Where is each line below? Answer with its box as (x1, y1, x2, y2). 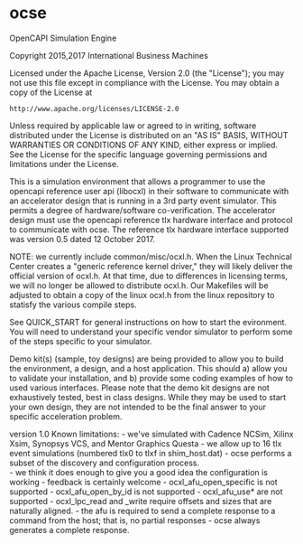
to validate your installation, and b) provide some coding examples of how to (9, 372, 293, 383)
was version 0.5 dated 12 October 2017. (9, 233, 156, 244)
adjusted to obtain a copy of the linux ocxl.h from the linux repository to (9, 289, 275, 300)
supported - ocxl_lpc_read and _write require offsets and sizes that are (9, 495, 272, 506)
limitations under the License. (9, 158, 119, 169)
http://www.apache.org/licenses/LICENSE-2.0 (9, 104, 179, 113)
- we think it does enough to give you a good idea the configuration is (9, 466, 269, 477)
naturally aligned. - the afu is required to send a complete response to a (9, 505, 276, 516)
